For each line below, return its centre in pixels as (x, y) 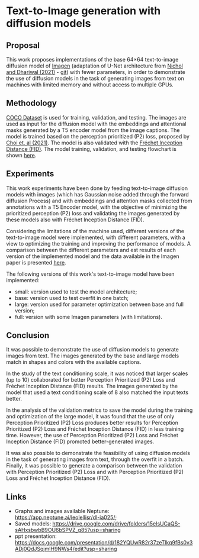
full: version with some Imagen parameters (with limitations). (89, 317)
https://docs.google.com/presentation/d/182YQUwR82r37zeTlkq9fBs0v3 (104, 543)
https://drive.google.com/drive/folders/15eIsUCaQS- (116, 524)
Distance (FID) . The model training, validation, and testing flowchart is (91, 149)
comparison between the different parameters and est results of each (91, 250)
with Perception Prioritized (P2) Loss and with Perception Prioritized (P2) (95, 472)
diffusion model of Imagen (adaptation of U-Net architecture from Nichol (95, 66)
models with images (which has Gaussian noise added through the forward (98, 194)
